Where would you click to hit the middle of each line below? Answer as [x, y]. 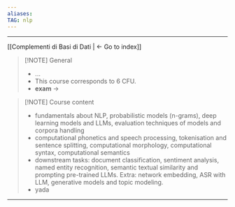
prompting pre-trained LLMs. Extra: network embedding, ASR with [130, 174]
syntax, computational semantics [83, 152]
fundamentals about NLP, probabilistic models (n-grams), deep [126, 115]
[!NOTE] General [48, 60]
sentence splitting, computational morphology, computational [123, 145]
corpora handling [60, 130]
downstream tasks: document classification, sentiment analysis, [127, 160]
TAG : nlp [20, 20]
